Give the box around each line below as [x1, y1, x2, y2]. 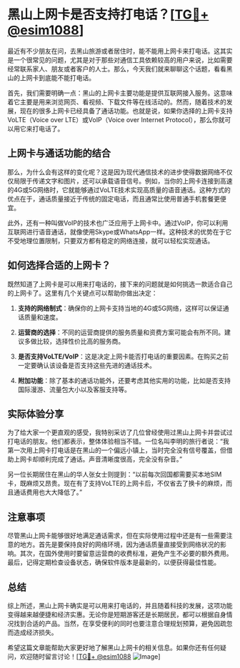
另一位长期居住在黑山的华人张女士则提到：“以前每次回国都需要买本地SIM [7, 470, 222, 479]
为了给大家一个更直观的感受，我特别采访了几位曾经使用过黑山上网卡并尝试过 [7, 428, 233, 437]
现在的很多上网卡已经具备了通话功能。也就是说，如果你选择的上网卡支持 [19, 106, 233, 115]
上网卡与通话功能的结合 [7, 147, 111, 159]
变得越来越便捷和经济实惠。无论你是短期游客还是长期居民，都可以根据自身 [7, 610, 226, 619]
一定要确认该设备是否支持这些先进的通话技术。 [17, 361, 156, 369]
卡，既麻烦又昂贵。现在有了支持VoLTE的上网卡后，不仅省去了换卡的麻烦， [7, 479, 226, 488]
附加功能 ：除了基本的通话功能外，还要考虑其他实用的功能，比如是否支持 [17, 376, 231, 384]
